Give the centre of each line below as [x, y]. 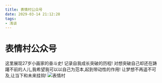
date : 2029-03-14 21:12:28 [33, 14]
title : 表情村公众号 [24, 10]
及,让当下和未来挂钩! [26, 76]
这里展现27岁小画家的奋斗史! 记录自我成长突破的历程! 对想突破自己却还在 [79, 63]
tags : [11, 19]
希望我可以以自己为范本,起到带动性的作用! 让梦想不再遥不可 [96, 69]
